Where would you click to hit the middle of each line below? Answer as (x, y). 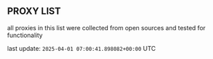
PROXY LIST (34, 11)
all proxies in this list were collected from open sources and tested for (106, 27)
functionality (25, 35)
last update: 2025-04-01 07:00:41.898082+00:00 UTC (82, 48)
